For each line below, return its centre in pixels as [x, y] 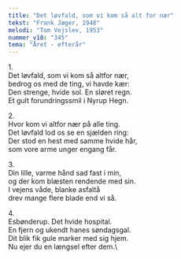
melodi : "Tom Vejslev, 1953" [56, 30]
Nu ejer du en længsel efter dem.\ [63, 247]
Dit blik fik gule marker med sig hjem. [68, 239]
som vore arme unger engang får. [63, 150]
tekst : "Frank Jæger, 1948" [54, 23]
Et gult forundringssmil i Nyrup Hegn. [68, 101]
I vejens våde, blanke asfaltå [54, 190]
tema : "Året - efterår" [47, 45]
